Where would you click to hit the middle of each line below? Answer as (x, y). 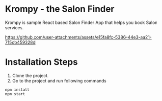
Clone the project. (30, 75)
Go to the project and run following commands (59, 81)
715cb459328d (20, 42)
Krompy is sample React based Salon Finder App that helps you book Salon (81, 22)
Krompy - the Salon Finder (60, 9)
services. (14, 27)
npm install (17, 90)
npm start (15, 94)
